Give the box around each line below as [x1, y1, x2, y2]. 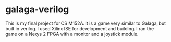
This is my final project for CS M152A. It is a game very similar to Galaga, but [5, 20, 166, 26]
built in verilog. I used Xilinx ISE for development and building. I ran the [5, 25, 154, 31]
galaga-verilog [5, 4, 69, 15]
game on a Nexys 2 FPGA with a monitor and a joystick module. [5, 31, 139, 37]
